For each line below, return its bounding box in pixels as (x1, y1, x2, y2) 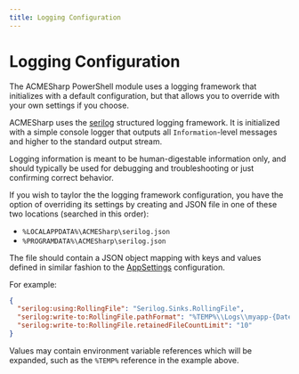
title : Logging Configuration (9, 12, 122, 22)
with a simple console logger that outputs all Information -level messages (9, 126, 278, 137)
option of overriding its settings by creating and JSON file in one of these (9, 199, 278, 209)
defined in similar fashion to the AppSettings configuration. (9, 262, 225, 272)
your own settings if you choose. (9, 100, 129, 110)
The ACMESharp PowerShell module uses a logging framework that (9, 81, 257, 92)
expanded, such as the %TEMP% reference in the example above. (9, 354, 239, 365)
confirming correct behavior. (9, 172, 114, 183)
